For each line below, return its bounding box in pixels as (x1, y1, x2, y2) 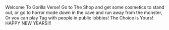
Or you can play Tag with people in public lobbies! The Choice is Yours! (5, 15, 153, 20)
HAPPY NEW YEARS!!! (5, 20, 51, 26)
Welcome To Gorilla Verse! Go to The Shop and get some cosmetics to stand (5, 4, 164, 10)
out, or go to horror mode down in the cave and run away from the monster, (5, 9, 162, 15)
